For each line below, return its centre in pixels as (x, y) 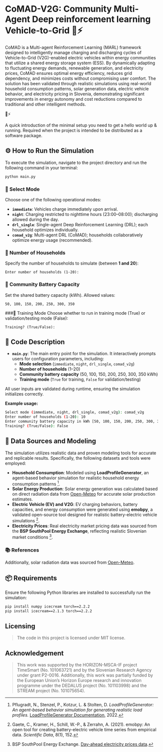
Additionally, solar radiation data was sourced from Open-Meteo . (70, 562)
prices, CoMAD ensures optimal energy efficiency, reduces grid (69, 73)
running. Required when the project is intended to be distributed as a (74, 130)
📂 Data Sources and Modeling (50, 441)
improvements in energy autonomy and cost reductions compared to (73, 99)
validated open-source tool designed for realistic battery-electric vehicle (85, 515)
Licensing (20, 626)
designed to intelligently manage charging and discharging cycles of (73, 53)
